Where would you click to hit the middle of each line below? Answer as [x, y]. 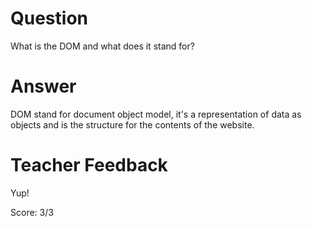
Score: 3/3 [32, 212]
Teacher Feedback [89, 165]
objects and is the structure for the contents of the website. [132, 124]
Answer [43, 86]
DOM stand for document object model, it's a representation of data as [156, 114]
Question [49, 18]
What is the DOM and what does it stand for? [102, 46]
